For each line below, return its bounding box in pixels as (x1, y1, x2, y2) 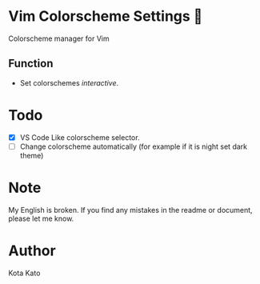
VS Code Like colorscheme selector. (19, 132, 140, 142)
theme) (19, 150, 44, 160)
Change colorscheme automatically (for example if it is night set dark (19, 142, 248, 151)
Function (8, 57, 54, 70)
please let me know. (8, 214, 74, 223)
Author (8, 242, 56, 259)
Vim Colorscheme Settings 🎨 (8, 7, 203, 26)
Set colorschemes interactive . (19, 78, 119, 87)
